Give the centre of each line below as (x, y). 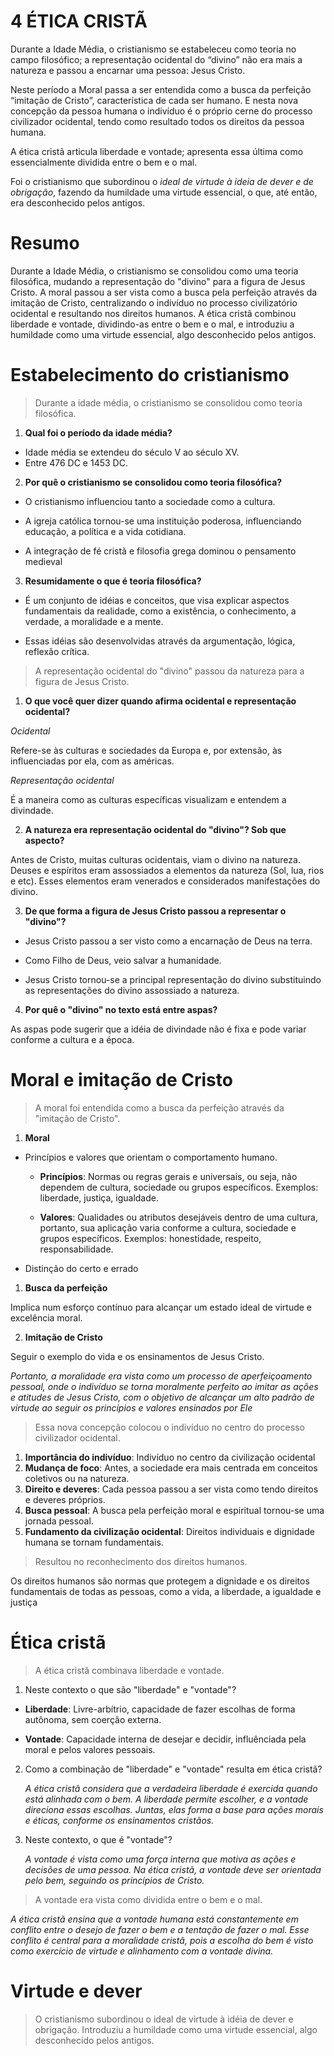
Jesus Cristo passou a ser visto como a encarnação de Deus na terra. (168, 941)
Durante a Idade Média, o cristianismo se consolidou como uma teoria (154, 271)
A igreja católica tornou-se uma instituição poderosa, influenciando (163, 521)
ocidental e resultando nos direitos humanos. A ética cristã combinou (153, 313)
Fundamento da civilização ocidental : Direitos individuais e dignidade (169, 1531)
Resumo (45, 243)
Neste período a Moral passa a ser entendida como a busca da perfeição (161, 89)
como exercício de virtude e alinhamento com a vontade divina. (142, 1951)
